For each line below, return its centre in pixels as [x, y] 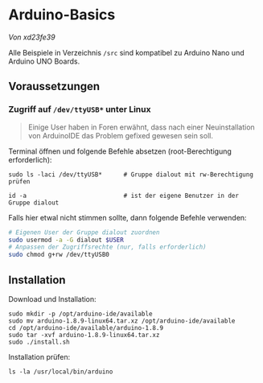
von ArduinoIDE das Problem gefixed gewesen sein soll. [120, 135]
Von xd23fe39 [32, 37]
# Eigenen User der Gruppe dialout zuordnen [84, 232]
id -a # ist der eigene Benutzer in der [124, 196]
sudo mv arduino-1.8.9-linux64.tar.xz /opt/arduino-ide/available [122, 321]
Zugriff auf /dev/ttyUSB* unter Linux [80, 109]
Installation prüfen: [39, 356]
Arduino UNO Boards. [44, 61]
